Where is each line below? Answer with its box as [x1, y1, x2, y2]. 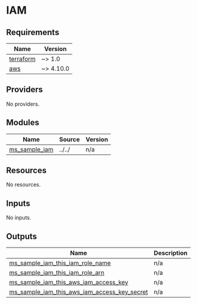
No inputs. [6, 214, 31, 221]
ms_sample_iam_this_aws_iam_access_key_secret [9, 288, 148, 296]
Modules [6, 118, 40, 128]
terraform [9, 55, 36, 63]
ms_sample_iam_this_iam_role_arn [9, 268, 105, 277]
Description [154, 249, 188, 257]
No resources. [6, 181, 41, 188]
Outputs [6, 231, 37, 241]
